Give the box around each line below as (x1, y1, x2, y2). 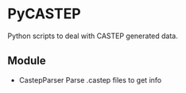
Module (7, 54, 46, 68)
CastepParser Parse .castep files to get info (18, 75, 162, 84)
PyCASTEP (7, 5, 81, 23)
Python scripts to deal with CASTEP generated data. (7, 31, 178, 41)
